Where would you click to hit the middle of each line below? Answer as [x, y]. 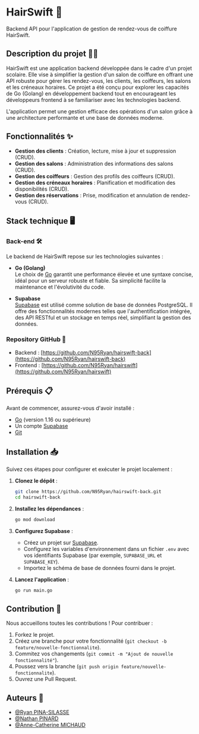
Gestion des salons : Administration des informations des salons [94, 163]
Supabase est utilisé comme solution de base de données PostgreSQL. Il [104, 305]
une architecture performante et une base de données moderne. [85, 117]
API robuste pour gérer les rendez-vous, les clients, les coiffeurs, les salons [99, 80]
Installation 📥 [32, 452]
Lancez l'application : [42, 579]
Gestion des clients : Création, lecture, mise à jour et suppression [95, 151]
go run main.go [34, 590]
